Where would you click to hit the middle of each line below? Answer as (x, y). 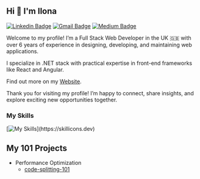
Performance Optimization (48, 163)
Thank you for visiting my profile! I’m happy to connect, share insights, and (100, 93)
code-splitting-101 (47, 169)
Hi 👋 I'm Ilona (31, 11)
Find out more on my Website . (44, 81)
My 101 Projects (37, 148)
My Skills (20, 115)
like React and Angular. (35, 69)
